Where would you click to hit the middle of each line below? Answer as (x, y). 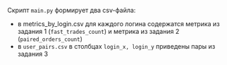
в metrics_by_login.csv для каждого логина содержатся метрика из (118, 24)
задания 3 (32, 54)
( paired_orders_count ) (50, 39)
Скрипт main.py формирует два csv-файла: (72, 10)
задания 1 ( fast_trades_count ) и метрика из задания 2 (98, 31)
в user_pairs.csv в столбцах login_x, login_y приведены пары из (116, 46)
